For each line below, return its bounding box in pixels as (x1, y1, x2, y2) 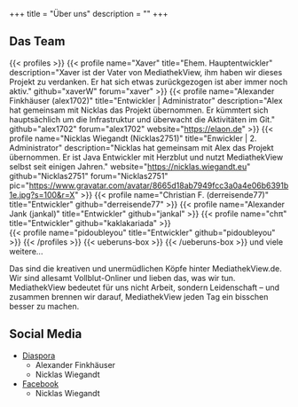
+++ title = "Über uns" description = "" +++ (9, 9, 169, 19)
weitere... (9, 246, 43, 256)
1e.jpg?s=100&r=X (9, 189, 75, 200)
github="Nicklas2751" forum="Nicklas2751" (9, 170, 169, 181)
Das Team (9, 34, 66, 49)
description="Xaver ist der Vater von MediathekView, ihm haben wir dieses (9, 67, 283, 77)
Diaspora (21, 350, 56, 361)
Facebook (21, 378, 59, 389)
